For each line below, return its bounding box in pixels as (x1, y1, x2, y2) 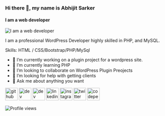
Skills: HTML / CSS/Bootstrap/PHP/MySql (5, 47, 90, 53)
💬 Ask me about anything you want (12, 78, 84, 84)
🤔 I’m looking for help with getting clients (12, 73, 96, 79)
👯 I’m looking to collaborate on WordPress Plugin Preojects (12, 67, 133, 74)
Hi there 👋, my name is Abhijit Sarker (5, 4, 95, 11)
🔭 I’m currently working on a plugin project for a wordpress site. (12, 57, 143, 63)
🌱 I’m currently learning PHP (12, 62, 71, 68)
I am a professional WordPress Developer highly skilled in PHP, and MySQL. (5, 37, 160, 44)
